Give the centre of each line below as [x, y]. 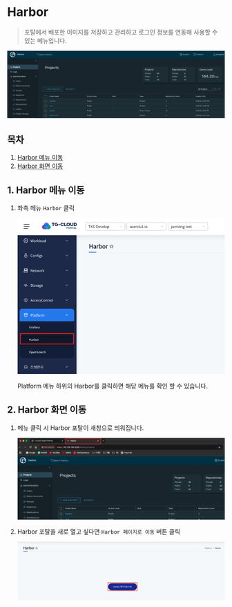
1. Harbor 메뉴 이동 [46, 190]
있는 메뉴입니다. [45, 40]
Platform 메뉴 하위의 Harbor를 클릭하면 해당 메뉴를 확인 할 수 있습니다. [113, 386]
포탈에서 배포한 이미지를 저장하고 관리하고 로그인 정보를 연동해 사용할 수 [121, 32]
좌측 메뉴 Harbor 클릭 [46, 208]
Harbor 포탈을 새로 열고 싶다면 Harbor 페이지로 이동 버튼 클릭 [99, 532]
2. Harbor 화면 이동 [47, 410]
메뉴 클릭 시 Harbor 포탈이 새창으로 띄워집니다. [80, 428]
